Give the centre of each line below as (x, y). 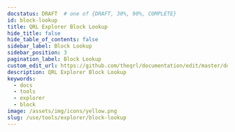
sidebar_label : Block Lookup (50, 46)
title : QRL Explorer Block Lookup (58, 27)
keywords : (22, 79)
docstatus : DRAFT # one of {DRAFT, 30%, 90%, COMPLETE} (92, 14)
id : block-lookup (33, 20)
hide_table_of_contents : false (53, 40)
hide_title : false (34, 33)
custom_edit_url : (33, 66)
